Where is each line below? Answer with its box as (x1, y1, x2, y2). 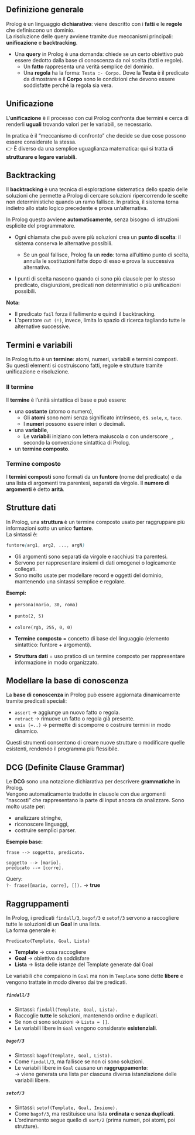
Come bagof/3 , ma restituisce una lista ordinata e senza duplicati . (14, 1110, 175, 1117)
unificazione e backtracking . (6, 39, 78, 46)
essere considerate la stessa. (6, 138, 77, 145)
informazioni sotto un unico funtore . (6, 525, 94, 532)
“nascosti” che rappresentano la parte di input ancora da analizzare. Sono (6, 797, 184, 804)
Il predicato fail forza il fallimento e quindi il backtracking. (14, 311, 156, 318)
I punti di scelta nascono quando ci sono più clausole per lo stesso (14, 275, 176, 282)
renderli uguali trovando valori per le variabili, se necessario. (6, 121, 153, 128)
